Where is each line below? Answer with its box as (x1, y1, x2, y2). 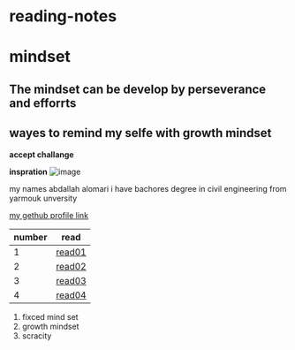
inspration (9, 166, 49, 177)
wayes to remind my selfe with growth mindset (9, 126, 272, 141)
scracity (21, 330, 52, 341)
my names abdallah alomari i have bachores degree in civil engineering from (9, 183, 287, 194)
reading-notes (9, 6, 117, 27)
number (13, 231, 48, 243)
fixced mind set (21, 311, 79, 322)
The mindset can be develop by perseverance (9, 81, 267, 96)
